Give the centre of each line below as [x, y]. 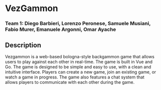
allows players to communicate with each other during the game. [70, 82]
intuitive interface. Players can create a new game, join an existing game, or [80, 72]
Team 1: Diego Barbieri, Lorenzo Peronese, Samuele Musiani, [78, 24]
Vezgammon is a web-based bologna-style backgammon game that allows [80, 56]
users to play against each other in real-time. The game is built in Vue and [79, 62]
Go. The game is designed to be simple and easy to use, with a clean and [78, 67]
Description [23, 45]
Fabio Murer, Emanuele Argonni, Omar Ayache [61, 29]
